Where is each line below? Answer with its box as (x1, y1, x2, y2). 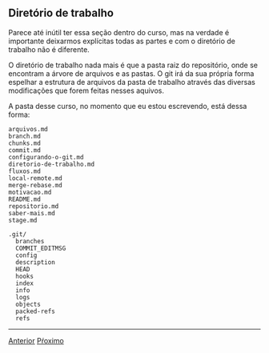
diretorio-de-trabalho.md (8, 160, 94, 168)
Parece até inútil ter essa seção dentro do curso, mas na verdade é (8, 27, 230, 37)
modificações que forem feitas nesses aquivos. (8, 86, 164, 95)
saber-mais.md (8, 209, 56, 217)
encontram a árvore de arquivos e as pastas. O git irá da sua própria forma (8, 68, 255, 78)
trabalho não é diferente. (8, 44, 90, 54)
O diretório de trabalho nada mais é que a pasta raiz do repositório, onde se (8, 60, 259, 70)
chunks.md (8, 139, 42, 147)
